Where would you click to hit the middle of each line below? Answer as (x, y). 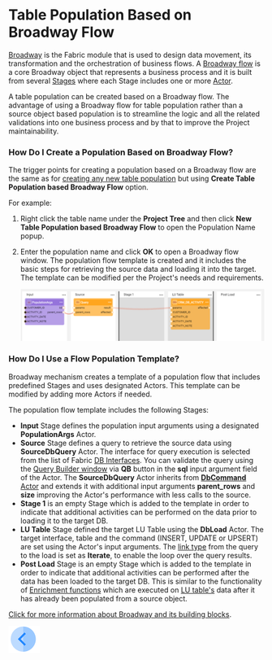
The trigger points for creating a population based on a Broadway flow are (132, 170)
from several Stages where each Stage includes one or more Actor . (121, 81)
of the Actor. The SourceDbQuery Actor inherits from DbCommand (133, 477)
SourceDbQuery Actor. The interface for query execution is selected (135, 451)
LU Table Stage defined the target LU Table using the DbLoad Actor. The (142, 529)
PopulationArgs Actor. (58, 434)
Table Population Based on (100, 15)
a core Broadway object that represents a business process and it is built (130, 72)
